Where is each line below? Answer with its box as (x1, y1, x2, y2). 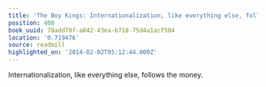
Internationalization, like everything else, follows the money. (8, 70, 203, 79)
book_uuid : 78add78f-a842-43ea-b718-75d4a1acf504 (8, 26, 176, 34)
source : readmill (8, 41, 66, 49)
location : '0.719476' (8, 33, 80, 42)
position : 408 (8, 19, 55, 27)
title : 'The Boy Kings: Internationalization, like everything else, (8, 11, 243, 20)
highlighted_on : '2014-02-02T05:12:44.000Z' (8, 48, 158, 56)
